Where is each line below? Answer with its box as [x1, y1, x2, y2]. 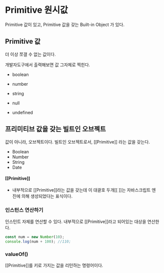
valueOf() [5, 250, 28, 257]
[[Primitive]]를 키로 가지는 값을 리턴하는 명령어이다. [5, 263, 104, 269]
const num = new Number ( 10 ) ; [5, 235, 65, 240]
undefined [12, 109, 33, 115]
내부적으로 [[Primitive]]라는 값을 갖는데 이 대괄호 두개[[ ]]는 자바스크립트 [12, 187, 151, 193]
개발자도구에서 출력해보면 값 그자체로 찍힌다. [5, 62, 91, 68]
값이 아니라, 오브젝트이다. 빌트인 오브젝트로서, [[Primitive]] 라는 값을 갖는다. [5, 139, 150, 145]
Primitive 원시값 [5, 4, 69, 16]
